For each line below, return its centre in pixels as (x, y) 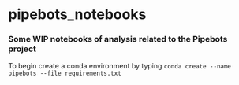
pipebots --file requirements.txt (65, 74)
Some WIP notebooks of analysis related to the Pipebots (118, 39)
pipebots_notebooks (77, 15)
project (22, 49)
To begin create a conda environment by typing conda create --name (119, 66)
